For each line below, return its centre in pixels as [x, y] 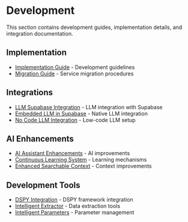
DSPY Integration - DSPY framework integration [74, 200]
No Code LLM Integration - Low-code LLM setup [75, 120]
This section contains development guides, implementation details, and [94, 27]
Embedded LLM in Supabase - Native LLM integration [81, 113]
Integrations [29, 93]
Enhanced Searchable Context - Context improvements [83, 166]
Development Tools [43, 185]
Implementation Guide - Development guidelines [75, 67]
